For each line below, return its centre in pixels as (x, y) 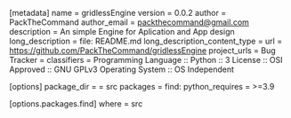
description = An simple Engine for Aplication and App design (122, 31)
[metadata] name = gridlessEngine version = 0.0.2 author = (118, 13)
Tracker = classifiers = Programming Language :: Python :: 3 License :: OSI (146, 60)
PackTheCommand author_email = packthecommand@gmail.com (129, 22)
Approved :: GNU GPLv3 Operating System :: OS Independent (121, 69)
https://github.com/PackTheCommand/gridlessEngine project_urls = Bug (142, 51)
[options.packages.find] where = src (76, 104)
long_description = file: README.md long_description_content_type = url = (146, 41)
